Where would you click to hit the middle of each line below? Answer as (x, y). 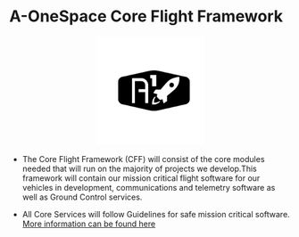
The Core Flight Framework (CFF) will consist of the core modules (143, 159)
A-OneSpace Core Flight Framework (146, 16)
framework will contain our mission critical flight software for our (141, 178)
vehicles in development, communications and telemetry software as (149, 187)
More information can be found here (89, 224)
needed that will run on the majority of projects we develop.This (139, 168)
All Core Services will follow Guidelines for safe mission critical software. (156, 214)
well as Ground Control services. (82, 197)
